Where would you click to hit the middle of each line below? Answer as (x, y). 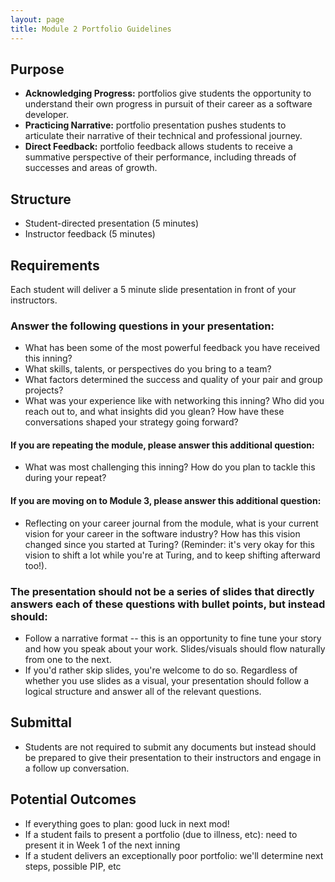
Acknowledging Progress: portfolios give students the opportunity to (168, 93)
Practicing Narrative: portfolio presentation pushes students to (155, 125)
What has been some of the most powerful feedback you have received (172, 348)
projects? (44, 390)
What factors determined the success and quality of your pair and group (173, 380)
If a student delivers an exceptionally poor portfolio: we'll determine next (174, 855)
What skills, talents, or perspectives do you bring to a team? (148, 369)
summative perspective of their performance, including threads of (160, 157)
